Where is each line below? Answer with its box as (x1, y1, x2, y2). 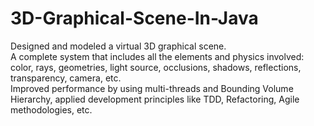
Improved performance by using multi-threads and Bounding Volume (10, 82, 294, 94)
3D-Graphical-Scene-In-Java (10, 7, 259, 30)
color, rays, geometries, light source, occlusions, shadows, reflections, (10, 61, 302, 73)
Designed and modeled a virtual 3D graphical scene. (10, 40, 227, 52)
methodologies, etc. (10, 103, 93, 116)
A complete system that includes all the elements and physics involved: (10, 50, 305, 62)
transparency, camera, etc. (10, 72, 122, 84)
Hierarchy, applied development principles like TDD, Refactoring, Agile (10, 93, 300, 105)
